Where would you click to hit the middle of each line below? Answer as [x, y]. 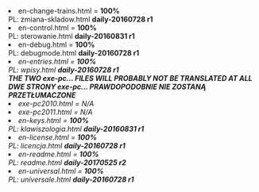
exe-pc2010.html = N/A [56, 104]
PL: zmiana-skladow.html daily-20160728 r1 [81, 19]
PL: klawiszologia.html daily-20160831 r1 [76, 129]
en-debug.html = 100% [57, 44]
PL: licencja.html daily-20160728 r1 [67, 146]
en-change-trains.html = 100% [70, 11]
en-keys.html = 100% [54, 120]
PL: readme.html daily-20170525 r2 [68, 163]
